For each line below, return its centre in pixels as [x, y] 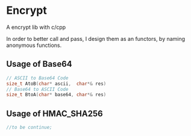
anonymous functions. [34, 45]
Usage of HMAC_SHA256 [55, 113]
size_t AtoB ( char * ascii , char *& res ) [56, 84]
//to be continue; [29, 128]
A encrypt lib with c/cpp [36, 27]
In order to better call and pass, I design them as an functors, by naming [96, 39]
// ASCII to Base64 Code [37, 78]
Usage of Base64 [39, 64]
